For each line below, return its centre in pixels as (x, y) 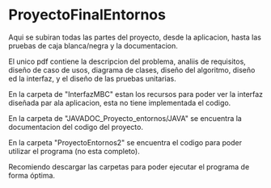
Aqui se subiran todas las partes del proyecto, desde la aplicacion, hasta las (135, 37)
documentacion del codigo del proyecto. (76, 127)
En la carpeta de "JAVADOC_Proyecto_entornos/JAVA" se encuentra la (125, 118)
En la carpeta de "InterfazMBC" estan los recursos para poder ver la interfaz (136, 94)
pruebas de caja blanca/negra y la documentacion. (93, 45)
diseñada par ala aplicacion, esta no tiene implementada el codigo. (120, 102)
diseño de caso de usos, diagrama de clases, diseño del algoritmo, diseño (132, 69)
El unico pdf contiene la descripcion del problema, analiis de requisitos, (127, 61)
